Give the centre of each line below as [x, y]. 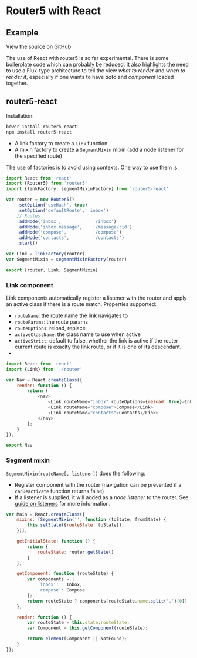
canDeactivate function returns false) [59, 491]
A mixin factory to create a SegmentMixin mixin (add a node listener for [99, 149]
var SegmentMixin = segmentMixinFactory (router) [67, 259]
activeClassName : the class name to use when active [77, 334]
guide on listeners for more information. [62, 503]
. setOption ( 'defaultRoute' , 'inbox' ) [63, 210]
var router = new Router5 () [40, 200]
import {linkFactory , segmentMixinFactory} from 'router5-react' [87, 189]
